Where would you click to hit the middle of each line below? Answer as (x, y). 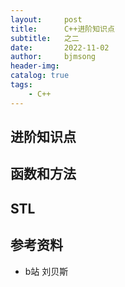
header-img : (35, 66)
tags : (21, 85)
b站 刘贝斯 (46, 271)
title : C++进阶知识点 (62, 29)
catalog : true (40, 76)
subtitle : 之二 (45, 38)
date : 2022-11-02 (60, 47)
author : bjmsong (53, 57)
